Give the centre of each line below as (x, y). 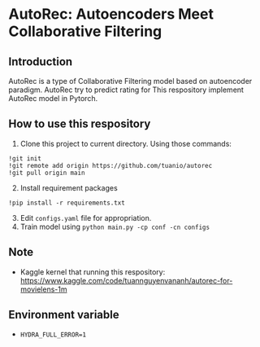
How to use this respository (80, 124)
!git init (25, 158)
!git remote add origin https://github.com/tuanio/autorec (110, 165)
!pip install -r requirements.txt (67, 203)
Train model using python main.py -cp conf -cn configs (115, 226)
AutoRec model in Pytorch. (53, 98)
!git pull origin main (47, 173)
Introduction (41, 61)
